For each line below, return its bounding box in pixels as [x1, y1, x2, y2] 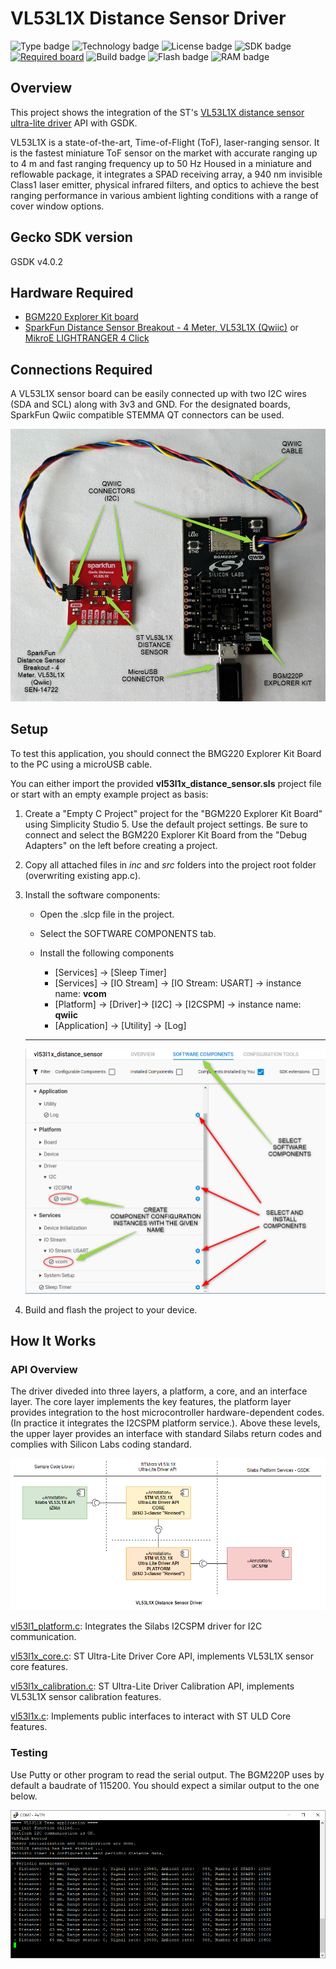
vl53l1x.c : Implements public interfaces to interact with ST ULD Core [10, 1710, 292, 1722]
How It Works [10, 1332, 97, 1349]
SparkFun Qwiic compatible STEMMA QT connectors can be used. [10, 409, 285, 421]
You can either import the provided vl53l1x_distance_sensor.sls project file [10, 777, 322, 789]
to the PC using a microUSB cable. [10, 758, 153, 770]
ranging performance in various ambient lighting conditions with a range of [10, 189, 319, 201]
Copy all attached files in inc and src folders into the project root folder [24, 858, 317, 871]
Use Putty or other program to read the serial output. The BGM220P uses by [10, 1768, 325, 1781]
